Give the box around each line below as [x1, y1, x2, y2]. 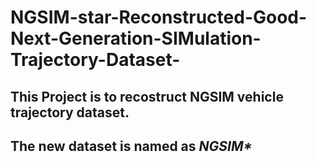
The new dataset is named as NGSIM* [10, 137, 253, 155]
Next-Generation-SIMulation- [10, 27, 262, 50]
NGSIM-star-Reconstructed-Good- [10, 6, 308, 29]
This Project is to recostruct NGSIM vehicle [10, 88, 284, 105]
